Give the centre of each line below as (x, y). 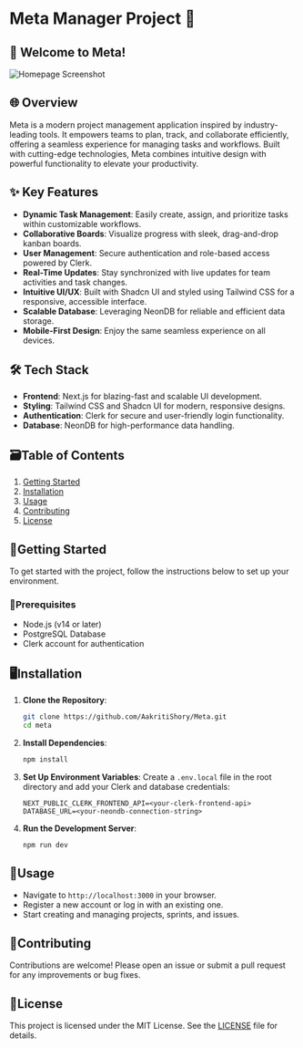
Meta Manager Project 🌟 (102, 19)
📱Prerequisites (43, 604)
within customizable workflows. (82, 223)
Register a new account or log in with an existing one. (123, 905)
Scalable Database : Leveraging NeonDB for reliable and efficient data (154, 311)
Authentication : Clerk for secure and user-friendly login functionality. (153, 416)
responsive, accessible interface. (85, 301)
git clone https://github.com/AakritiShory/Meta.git (125, 717)
